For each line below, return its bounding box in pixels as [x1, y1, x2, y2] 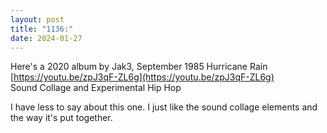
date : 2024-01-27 [10, 33, 83, 43]
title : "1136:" [10, 24, 74, 34]
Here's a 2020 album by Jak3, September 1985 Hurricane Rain [10, 61, 268, 73]
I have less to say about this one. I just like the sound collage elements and [10, 101, 318, 113]
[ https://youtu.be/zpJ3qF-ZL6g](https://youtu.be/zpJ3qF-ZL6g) [10, 71, 275, 83]
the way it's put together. [10, 112, 113, 124]
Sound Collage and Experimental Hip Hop [10, 82, 182, 94]
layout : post [10, 14, 65, 25]
